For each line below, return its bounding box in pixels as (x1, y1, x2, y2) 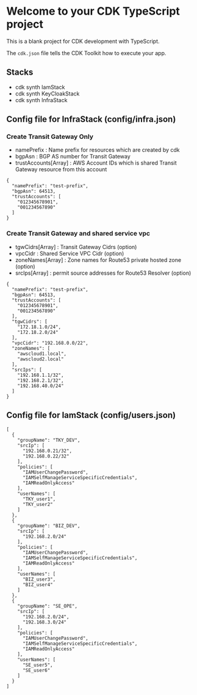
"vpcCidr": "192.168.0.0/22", (12, 340, 88, 346)
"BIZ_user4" (22, 581, 53, 588)
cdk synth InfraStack (15, 96, 68, 103)
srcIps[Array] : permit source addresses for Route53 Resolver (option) (15, 269, 192, 277)
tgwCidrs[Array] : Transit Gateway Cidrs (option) (15, 243, 137, 250)
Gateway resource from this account (15, 166, 107, 173)
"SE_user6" (22, 667, 51, 674)
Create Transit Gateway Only (6, 133, 93, 141)
